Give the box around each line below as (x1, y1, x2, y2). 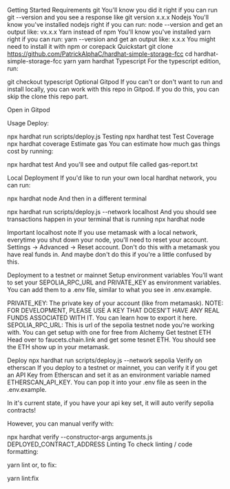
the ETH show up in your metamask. (7, 343, 110, 351)
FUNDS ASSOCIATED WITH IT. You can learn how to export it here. (7, 313, 198, 322)
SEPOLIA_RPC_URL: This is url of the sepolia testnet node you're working (7, 321, 215, 329)
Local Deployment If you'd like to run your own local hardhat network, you (7, 174, 217, 182)
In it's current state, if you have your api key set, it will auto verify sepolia (7, 399, 214, 407)
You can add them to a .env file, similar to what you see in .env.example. (7, 286, 212, 293)
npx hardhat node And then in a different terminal (7, 194, 147, 202)
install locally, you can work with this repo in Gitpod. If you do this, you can (7, 85, 220, 93)
